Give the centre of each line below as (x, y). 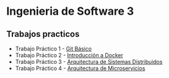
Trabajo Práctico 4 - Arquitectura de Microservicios (80, 68)
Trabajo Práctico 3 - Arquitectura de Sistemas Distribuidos (89, 62)
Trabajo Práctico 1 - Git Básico (53, 49)
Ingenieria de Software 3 (70, 11)
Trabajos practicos (43, 34)
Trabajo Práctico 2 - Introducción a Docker (69, 55)
